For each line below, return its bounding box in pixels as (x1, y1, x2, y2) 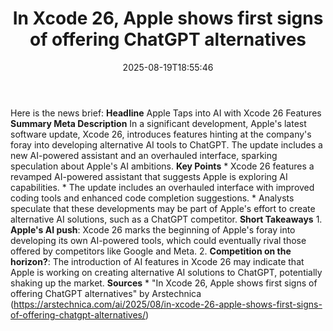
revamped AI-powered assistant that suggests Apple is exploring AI (10, 170, 288, 182)
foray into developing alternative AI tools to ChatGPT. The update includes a (10, 138, 323, 151)
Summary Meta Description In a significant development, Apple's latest (10, 117, 307, 129)
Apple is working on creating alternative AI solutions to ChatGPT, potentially (10, 266, 323, 278)
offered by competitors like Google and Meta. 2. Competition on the (10, 245, 292, 257)
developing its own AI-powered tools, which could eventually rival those (10, 234, 307, 246)
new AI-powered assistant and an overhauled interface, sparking (10, 149, 278, 161)
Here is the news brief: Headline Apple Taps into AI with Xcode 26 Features (10, 107, 322, 119)
